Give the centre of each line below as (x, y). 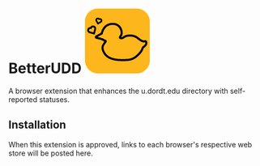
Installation (37, 125)
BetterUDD (45, 68)
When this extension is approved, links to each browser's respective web (130, 144)
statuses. (55, 99)
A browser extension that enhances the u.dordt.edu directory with (118, 91)
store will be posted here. (51, 153)
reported (23, 99)
